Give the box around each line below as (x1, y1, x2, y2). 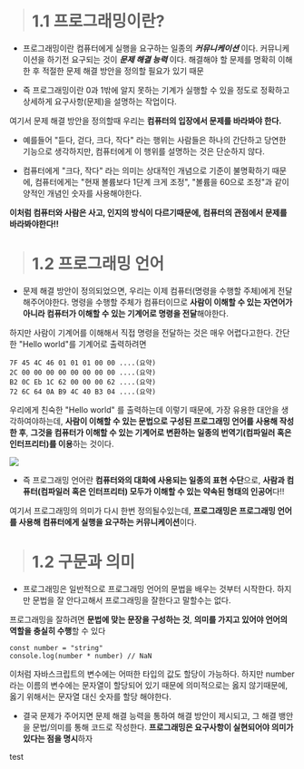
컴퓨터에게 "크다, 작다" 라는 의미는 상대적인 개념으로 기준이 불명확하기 (22, 165, 270, 176)
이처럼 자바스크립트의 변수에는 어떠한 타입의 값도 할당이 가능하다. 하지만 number (9, 668, 295, 679)
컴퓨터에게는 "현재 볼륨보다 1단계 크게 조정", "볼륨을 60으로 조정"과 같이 (34, 176, 289, 187)
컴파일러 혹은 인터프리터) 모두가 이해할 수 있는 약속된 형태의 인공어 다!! (40, 485, 285, 497)
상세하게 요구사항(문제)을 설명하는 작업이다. (22, 95, 177, 107)
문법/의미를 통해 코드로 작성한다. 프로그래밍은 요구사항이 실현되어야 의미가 (32, 721, 294, 733)
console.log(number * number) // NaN (9, 651, 152, 660)
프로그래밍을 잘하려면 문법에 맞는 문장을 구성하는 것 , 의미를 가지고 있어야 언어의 (9, 614, 288, 625)
